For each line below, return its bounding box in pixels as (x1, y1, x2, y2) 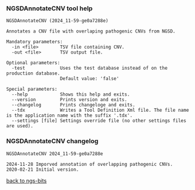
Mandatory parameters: (6, 39, 63, 45)
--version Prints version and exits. (11, 97, 128, 103)
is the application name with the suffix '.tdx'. (6, 112, 133, 118)
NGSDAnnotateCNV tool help (6, 4, 93, 13)
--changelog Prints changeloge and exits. (11, 102, 136, 108)
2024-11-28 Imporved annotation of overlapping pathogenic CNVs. (6, 161, 173, 167)
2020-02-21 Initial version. (6, 167, 79, 173)
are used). (6, 123, 34, 129)
